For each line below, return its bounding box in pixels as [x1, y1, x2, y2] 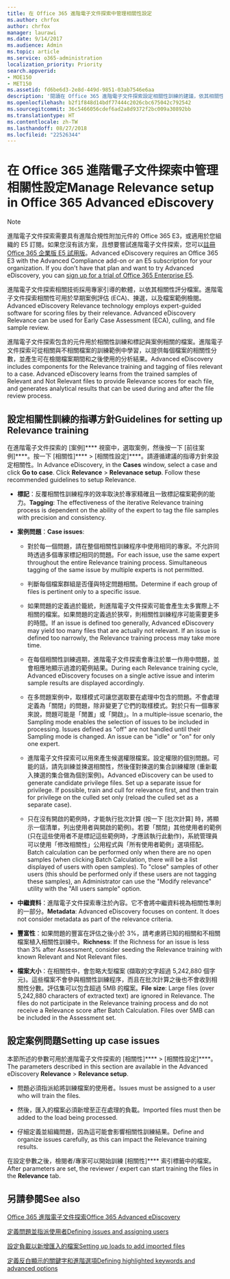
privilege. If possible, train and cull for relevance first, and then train [27, 786, 219, 794]
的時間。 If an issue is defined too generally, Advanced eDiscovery [27, 619, 214, 627]
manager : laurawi [7, 29, 57, 36]
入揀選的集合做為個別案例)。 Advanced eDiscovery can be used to [27, 771, 214, 779]
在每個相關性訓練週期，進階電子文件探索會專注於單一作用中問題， [27, 656, 214, 663]
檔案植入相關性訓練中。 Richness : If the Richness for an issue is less [16, 937, 210, 946]
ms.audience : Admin [7, 42, 63, 49]
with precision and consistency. [16, 514, 107, 521]
